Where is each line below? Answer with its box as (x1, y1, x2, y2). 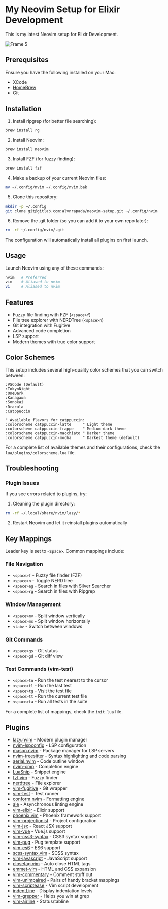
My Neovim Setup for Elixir (5, 4, 120, 15)
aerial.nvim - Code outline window (12, 758, 85, 764)
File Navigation (5, 561, 43, 568)
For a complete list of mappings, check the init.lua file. (5, 709, 123, 715)
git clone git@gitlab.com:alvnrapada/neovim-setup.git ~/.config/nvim (5, 208, 158, 214)
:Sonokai (5, 399, 24, 405)
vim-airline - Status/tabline (12, 898, 69, 904)
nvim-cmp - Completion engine (12, 764, 79, 770)
